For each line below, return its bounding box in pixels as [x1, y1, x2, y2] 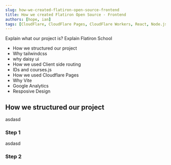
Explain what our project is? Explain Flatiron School [5, 35, 112, 42]
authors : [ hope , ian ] [5, 17, 51, 22]
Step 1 [5, 129, 21, 136]
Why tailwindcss [12, 51, 47, 57]
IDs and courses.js [12, 67, 52, 73]
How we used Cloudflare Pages [12, 72, 79, 78]
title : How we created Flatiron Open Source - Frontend [5, 12, 126, 17]
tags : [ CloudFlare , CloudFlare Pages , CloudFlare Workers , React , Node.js [5, 21, 167, 27]
